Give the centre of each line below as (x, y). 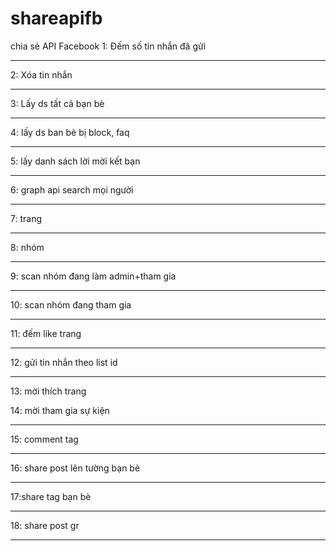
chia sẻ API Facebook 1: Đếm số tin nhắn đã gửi (108, 46)
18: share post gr (45, 525)
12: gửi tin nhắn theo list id (64, 362)
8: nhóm (27, 247)
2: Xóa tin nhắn (41, 74)
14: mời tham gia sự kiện (60, 410)
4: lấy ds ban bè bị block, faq (70, 132)
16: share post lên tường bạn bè (75, 468)
